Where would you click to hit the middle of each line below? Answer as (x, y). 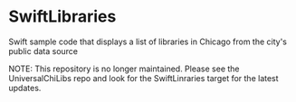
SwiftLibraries (62, 17)
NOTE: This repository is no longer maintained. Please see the (124, 69)
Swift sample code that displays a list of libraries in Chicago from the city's (148, 42)
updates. (25, 88)
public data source (43, 51)
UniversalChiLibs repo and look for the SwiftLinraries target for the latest (143, 78)
